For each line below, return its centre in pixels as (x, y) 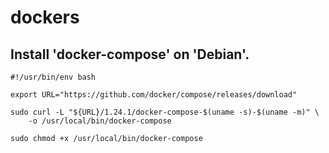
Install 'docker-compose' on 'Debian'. (130, 54)
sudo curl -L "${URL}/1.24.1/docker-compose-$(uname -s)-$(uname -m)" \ (165, 112)
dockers (45, 17)
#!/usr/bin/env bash (53, 77)
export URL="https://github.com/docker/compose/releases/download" (154, 95)
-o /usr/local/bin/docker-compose (100, 121)
